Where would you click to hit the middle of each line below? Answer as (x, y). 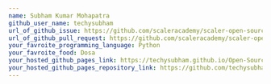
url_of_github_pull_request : (57, 38)
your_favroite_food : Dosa (52, 53)
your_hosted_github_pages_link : (63, 61)
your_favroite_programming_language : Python (84, 46)
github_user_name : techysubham (61, 23)
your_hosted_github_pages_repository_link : (83, 68)
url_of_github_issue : (45, 30)
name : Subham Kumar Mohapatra (59, 16)
